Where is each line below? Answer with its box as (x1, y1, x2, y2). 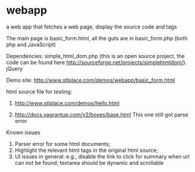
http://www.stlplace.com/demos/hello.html (14, 99, 120, 107)
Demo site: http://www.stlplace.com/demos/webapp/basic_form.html (6, 77, 175, 84)
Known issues (6, 129, 40, 136)
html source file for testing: (6, 88, 73, 95)
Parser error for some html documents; (14, 140, 111, 147)
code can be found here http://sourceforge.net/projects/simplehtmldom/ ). (6, 59, 187, 66)
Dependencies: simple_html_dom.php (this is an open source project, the (6, 52, 185, 59)
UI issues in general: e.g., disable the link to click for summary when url (14, 152, 190, 160)
